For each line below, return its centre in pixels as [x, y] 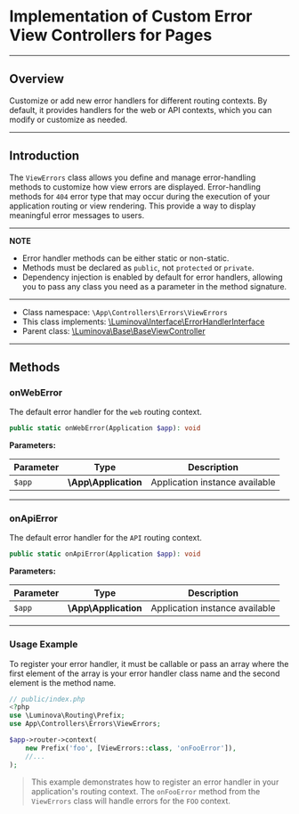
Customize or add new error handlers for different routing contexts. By [138, 101]
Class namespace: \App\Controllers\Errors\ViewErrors [125, 312]
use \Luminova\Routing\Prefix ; [67, 716]
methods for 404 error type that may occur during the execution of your [140, 196]
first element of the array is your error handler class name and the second [145, 673]
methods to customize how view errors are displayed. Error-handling [135, 187]
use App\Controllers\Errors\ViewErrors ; [85, 724]
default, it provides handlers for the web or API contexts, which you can [141, 110]
